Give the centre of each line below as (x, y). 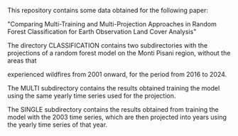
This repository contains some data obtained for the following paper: (108, 10)
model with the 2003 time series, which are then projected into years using (117, 117)
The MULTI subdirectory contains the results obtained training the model (114, 88)
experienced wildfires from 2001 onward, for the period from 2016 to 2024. (117, 74)
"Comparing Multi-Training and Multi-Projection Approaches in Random (112, 24)
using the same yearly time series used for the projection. (92, 96)
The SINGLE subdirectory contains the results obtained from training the (113, 109)
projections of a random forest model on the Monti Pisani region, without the (119, 53)
